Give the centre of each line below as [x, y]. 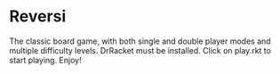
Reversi [38, 16]
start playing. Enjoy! [45, 60]
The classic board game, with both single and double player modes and [140, 41]
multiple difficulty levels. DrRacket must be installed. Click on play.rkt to [140, 50]
